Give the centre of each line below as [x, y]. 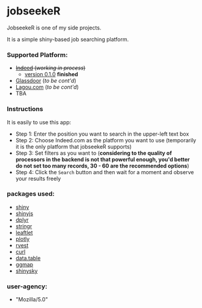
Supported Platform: [37, 55]
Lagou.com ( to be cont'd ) [47, 87]
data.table [28, 258]
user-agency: [27, 286]
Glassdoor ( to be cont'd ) [46, 81]
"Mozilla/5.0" [32, 300]
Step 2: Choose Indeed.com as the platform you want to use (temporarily [106, 140]
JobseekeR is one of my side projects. [54, 28]
